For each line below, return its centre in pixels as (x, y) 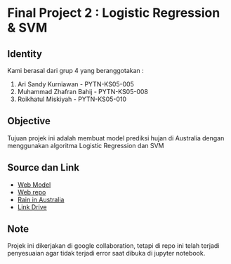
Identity (25, 54)
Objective (29, 121)
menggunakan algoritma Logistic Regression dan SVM (86, 145)
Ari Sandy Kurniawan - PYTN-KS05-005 (76, 84)
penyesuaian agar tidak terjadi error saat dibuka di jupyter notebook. (106, 253)
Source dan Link (43, 167)
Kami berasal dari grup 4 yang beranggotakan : (75, 71)
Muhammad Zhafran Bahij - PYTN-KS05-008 (83, 92)
